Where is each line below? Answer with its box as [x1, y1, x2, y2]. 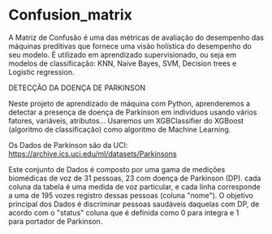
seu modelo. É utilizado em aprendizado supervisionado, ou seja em [8, 50, 237, 59]
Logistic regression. [8, 67, 75, 76]
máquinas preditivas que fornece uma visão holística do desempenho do [8, 41, 252, 50]
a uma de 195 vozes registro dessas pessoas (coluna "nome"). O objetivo [8, 190, 253, 200]
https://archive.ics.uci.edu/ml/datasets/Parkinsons [8, 149, 177, 158]
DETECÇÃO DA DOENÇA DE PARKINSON [8, 83, 146, 93]
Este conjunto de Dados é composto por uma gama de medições [8, 164, 226, 174]
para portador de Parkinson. [8, 216, 103, 226]
